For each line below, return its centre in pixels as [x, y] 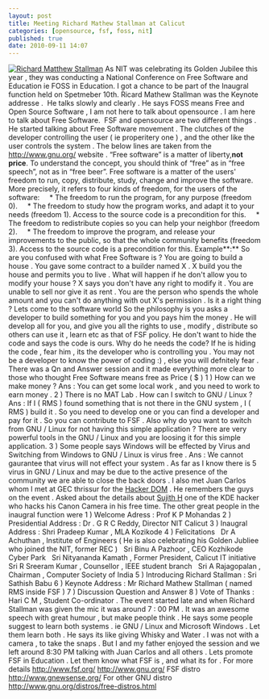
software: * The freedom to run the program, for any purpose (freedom [130, 198]
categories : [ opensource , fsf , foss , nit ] [81, 31]
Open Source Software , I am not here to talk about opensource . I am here [132, 112]
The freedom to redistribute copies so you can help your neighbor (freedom [134, 224]
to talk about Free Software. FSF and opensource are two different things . [132, 120]
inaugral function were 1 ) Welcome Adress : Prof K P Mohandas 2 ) [120, 515]
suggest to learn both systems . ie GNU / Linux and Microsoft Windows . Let [134, 626]
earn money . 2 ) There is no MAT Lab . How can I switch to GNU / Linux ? [130, 395]
